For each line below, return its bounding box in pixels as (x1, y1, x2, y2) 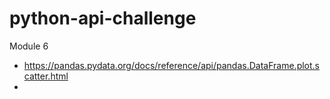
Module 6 (9, 40, 49, 52)
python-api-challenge (9, 7, 197, 30)
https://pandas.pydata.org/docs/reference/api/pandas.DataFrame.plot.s (23, 59, 321, 71)
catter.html (23, 70, 69, 82)
